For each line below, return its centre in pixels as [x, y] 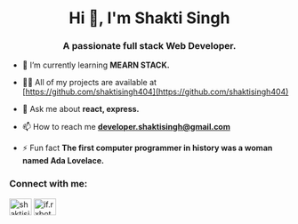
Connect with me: [48, 184]
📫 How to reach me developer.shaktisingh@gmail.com [126, 127]
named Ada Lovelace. [63, 161]
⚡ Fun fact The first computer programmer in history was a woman [147, 148]
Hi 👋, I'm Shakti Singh [149, 18]
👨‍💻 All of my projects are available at [89, 83]
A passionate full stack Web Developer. [149, 46]
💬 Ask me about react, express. [81, 109]
